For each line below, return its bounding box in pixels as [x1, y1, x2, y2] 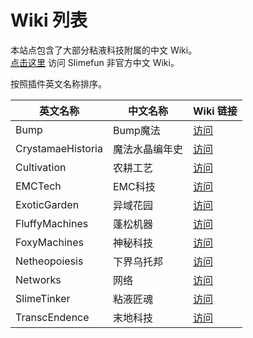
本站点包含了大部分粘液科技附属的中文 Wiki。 [10, 44, 198, 56]
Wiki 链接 [192, 104, 238, 118]
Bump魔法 [112, 123, 161, 137]
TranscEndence [15, 310, 90, 324]
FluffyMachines [15, 216, 89, 230]
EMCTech [15, 179, 62, 193]
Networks [15, 272, 62, 286]
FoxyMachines [15, 235, 84, 249]
